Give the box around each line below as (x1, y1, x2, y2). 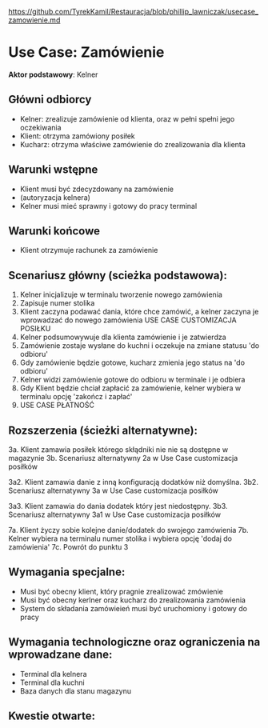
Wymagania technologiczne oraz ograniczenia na (8, 635, 261, 649)
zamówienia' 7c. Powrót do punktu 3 (8, 542, 129, 551)
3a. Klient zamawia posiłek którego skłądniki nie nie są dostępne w (8, 445, 229, 454)
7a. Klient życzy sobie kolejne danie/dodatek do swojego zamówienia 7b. (8, 526, 250, 534)
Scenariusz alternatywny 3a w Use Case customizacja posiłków (8, 486, 218, 495)
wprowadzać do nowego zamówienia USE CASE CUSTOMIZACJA (19, 315, 238, 325)
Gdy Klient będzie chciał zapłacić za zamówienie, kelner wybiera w (19, 383, 242, 393)
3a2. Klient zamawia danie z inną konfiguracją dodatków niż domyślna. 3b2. (8, 478, 258, 486)
